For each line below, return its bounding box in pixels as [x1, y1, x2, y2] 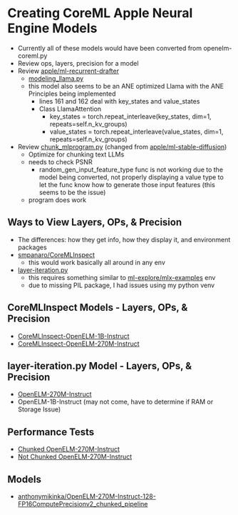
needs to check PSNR [28, 157, 93, 166]
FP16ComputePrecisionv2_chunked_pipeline [17, 500, 148, 508]
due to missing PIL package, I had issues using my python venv [28, 281, 215, 289]
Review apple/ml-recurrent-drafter [17, 66, 120, 75]
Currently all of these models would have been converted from [17, 44, 202, 52]
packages [17, 243, 48, 251]
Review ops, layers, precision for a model [17, 59, 139, 67]
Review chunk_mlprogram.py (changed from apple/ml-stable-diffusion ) [17, 142, 227, 151]
